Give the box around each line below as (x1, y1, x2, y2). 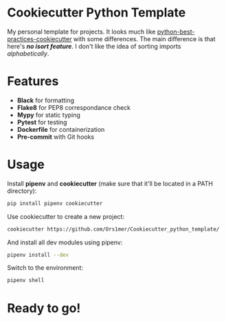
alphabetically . (7, 49, 49, 58)
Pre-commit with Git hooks (16, 133, 95, 141)
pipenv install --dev (7, 251, 69, 258)
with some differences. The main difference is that (73, 34, 216, 43)
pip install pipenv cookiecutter (7, 200, 103, 207)
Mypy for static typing (16, 111, 81, 119)
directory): (7, 187, 37, 195)
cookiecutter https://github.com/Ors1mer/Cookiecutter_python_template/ (7, 225, 220, 233)
